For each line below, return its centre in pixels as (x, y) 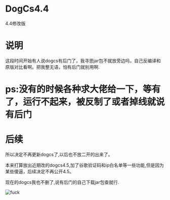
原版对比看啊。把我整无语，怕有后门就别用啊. (53, 67)
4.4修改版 (15, 23)
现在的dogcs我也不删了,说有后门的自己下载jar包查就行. (62, 182)
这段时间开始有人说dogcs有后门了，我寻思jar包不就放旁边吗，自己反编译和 (83, 61)
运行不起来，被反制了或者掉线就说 (94, 102)
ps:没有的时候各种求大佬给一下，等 (78, 89)
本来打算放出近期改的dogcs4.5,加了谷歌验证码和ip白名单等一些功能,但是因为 (85, 165)
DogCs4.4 (27, 9)
